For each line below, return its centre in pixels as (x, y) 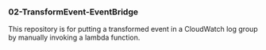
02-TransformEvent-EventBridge (73, 12)
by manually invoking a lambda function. (74, 37)
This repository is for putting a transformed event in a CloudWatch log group (133, 29)
